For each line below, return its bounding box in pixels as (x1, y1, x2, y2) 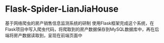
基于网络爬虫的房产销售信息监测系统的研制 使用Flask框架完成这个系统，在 (5, 20, 154, 26)
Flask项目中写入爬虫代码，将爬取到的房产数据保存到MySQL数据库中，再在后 (5, 26, 159, 32)
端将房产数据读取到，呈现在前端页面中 (5, 32, 82, 38)
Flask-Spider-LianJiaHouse (5, 3, 119, 15)
